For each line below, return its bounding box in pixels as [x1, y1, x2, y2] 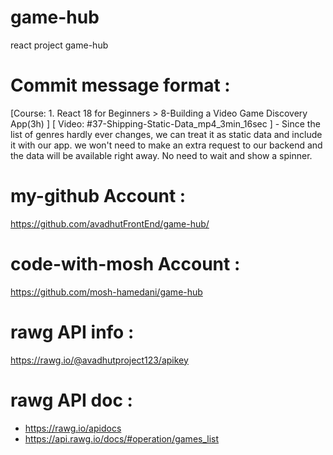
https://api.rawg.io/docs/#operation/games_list [24, 432, 220, 445]
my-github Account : [10, 185, 187, 208]
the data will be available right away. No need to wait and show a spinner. [10, 149, 313, 161]
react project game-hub [10, 39, 109, 51]
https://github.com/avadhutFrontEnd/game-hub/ [10, 217, 210, 230]
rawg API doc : [10, 389, 133, 411]
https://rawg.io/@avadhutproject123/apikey [10, 354, 189, 366]
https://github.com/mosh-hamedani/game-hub [10, 286, 203, 298]
